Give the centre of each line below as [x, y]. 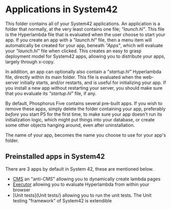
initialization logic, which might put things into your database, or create [80, 119]
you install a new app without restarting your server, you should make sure [84, 88]
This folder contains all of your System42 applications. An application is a [83, 24]
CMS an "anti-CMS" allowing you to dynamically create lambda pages [87, 179]
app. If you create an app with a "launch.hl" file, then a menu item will [79, 40]
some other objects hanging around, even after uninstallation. [70, 125]
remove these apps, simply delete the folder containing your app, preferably [85, 109]
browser [22, 190]
